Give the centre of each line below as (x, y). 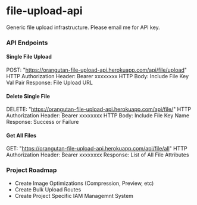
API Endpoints (27, 43)
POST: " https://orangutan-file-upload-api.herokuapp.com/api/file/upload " (97, 70)
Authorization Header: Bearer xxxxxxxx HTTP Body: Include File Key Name (98, 116)
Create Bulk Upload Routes (48, 189)
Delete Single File (28, 96)
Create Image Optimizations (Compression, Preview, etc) (84, 183)
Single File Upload (29, 57)
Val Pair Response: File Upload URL (50, 83)
